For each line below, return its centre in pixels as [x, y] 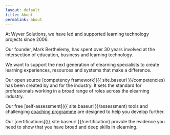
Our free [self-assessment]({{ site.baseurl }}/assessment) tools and [77, 106]
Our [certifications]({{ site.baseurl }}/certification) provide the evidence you [85, 122]
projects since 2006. [27, 39]
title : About [19, 15]
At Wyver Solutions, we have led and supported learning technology [77, 34]
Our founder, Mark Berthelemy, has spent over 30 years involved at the [80, 50]
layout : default [23, 10]
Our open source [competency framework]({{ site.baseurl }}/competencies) [85, 80]
